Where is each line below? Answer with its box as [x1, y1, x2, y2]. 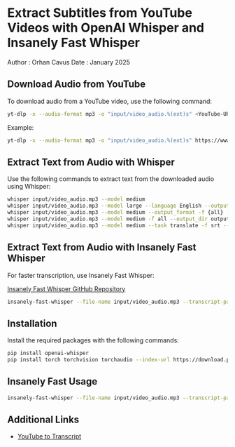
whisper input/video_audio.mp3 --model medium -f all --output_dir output [7, 215, 230, 222]
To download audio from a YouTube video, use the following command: [7, 97, 212, 105]
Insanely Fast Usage [7, 375, 98, 387]
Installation [7, 317, 57, 329]
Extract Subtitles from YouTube [7, 5, 192, 21]
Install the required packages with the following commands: [7, 336, 180, 345]
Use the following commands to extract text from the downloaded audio [7, 175, 215, 183]
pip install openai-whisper [7, 349, 90, 357]
